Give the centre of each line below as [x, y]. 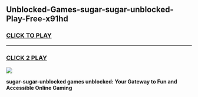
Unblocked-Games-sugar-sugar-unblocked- [90, 10]
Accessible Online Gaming [39, 88]
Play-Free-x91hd [37, 19]
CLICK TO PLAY [29, 36]
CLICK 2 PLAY [27, 58]
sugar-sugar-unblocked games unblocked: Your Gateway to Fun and [92, 81]
